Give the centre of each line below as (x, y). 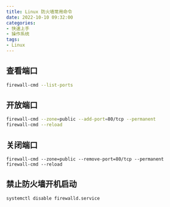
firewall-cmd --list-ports (40, 85)
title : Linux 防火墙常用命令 (39, 12)
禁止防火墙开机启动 (41, 184)
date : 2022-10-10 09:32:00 (40, 17)
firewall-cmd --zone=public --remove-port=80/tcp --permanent (85, 159)
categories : (21, 23)
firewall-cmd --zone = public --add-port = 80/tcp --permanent (81, 119)
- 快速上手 (18, 28)
